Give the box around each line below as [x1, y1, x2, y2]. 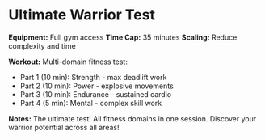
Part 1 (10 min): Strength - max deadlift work [19, 72, 167, 82]
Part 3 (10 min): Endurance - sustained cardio [19, 89, 172, 99]
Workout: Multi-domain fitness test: [8, 57, 128, 66]
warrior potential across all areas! [8, 122, 120, 132]
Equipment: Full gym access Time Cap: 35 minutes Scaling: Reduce [8, 32, 238, 42]
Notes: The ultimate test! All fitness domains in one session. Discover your [8, 113, 257, 123]
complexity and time [8, 40, 77, 50]
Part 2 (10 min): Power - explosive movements [19, 81, 174, 91]
